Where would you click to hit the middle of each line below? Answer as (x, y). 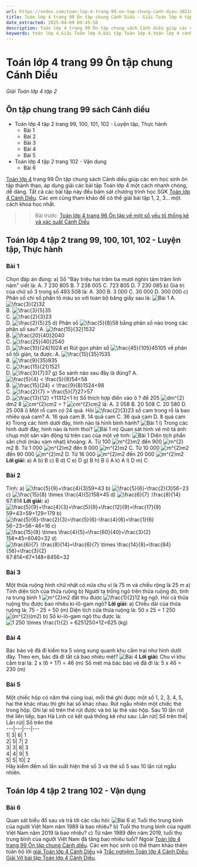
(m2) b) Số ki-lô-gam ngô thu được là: (76, 616)
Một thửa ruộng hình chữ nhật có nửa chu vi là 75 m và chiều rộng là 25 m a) (98, 585)
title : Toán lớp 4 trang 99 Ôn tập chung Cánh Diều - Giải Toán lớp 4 (94, 17)
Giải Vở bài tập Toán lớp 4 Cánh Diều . (51, 858)
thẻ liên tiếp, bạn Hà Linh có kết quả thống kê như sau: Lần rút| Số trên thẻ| (97, 716)
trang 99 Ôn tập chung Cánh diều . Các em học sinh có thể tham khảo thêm (97, 845)
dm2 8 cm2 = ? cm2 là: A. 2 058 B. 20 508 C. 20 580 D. (96, 404)
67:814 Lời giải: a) (28, 501)
